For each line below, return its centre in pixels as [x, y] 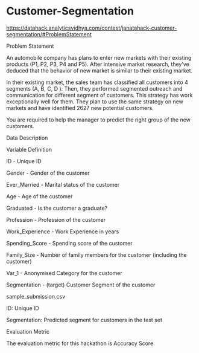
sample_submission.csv [36, 296]
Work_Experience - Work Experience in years [63, 232]
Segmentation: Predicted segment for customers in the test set [84, 320]
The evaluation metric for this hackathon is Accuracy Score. [81, 343]
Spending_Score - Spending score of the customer [69, 243]
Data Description [27, 138]
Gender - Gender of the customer [48, 173]
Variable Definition [29, 149]
